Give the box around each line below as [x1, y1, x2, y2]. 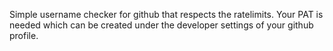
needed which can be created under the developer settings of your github [9, 19, 314, 31]
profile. [9, 30, 39, 41]
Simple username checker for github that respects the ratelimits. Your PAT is [9, 9, 324, 20]
